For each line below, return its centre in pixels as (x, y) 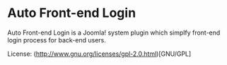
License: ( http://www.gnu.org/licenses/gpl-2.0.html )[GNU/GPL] (99, 54)
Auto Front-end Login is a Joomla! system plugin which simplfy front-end (114, 32)
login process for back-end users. (57, 40)
